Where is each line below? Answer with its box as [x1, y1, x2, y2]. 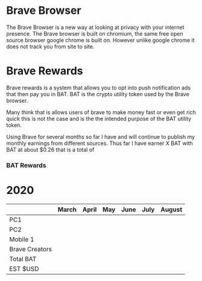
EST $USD [9, 264, 39, 273]
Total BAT [9, 254, 37, 263]
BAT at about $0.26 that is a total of [6, 146, 95, 153]
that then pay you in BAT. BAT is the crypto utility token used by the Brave [6, 90, 190, 97]
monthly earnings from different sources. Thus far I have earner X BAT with [6, 140, 193, 147]
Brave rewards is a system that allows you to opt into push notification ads [6, 84, 191, 91]
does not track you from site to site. [6, 43, 95, 50]
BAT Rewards [6, 161, 46, 169]
